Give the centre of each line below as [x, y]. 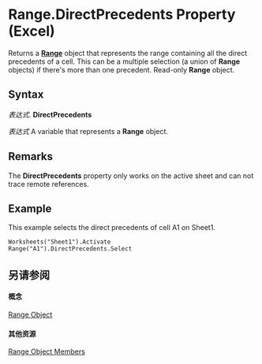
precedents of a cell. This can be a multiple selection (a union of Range [124, 61]
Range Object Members [47, 351]
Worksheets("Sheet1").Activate [60, 242]
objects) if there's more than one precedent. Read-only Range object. [122, 69]
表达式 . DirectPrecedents [50, 114]
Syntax [26, 95]
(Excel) [32, 31]
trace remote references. [49, 184]
